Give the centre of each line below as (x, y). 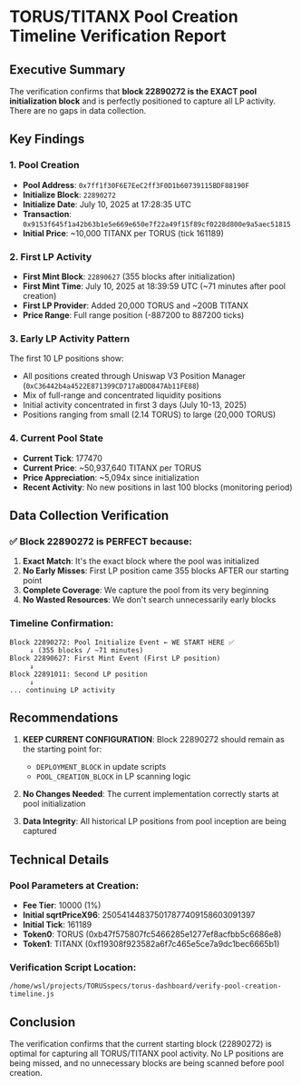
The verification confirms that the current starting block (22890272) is (141, 1044)
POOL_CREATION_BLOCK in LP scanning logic (113, 776)
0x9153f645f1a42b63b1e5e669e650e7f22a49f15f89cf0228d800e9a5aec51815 (157, 224)
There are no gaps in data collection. (78, 110)
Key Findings (47, 139)
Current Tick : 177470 (62, 458)
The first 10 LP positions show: (67, 358)
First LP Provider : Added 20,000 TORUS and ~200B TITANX (136, 305)
